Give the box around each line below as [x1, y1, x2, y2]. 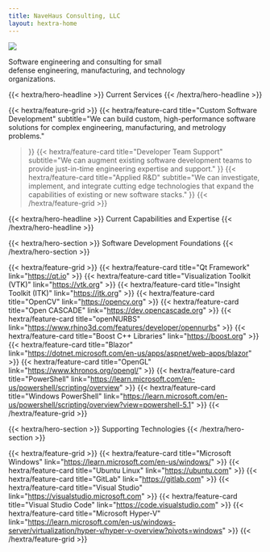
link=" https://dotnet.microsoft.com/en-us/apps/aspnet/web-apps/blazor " [8, 348, 252, 358]
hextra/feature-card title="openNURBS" [8, 314, 141, 323]
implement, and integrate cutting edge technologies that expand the [27, 181, 254, 191]
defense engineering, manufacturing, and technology [8, 65, 185, 75]
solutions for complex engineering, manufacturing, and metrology [8, 122, 226, 132]
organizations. [8, 74, 56, 83]
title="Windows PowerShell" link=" [8, 391, 123, 401]
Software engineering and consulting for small [8, 57, 162, 66]
